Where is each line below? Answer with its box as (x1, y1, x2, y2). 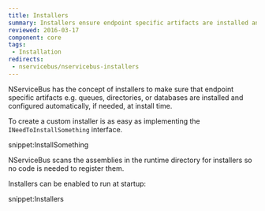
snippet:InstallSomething (8, 139, 89, 150)
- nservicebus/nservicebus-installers (11, 63, 140, 71)
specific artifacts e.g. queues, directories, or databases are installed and (8, 92, 244, 102)
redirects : (8, 56, 44, 64)
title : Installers (8, 11, 69, 20)
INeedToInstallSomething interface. (8, 124, 123, 134)
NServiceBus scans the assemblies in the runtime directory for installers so (8, 155, 252, 165)
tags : (8, 41, 26, 49)
